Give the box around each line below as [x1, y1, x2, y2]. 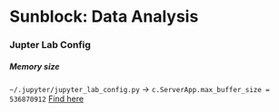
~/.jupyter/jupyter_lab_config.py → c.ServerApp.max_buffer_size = [9, 84, 270, 95]
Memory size [9, 61, 60, 71]
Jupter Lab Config [9, 39, 91, 51]
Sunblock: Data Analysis [9, 6, 199, 27]
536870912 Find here [9, 93, 85, 105]
